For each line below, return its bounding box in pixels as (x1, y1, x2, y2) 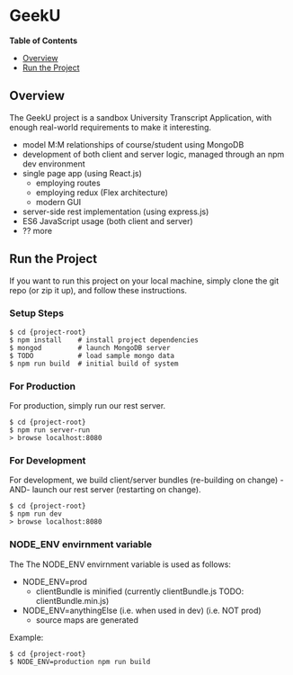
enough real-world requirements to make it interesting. (9, 121, 212, 132)
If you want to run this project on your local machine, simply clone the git (9, 275, 280, 286)
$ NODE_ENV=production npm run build (9, 657, 151, 666)
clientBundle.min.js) (35, 595, 110, 606)
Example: (9, 632, 44, 643)
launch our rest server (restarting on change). (31, 484, 201, 495)
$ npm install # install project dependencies (9, 335, 200, 345)
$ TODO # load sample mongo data (9, 351, 175, 360)
